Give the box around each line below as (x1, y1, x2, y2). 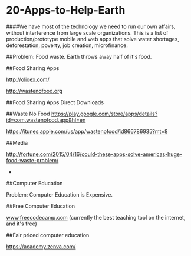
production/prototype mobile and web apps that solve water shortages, (6, 35, 180, 42)
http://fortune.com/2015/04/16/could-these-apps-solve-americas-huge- (6, 151, 183, 158)
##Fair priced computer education (6, 231, 90, 238)
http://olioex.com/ (6, 76, 50, 83)
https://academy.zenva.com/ (6, 242, 76, 250)
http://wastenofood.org (6, 87, 63, 94)
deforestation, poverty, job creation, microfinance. (6, 42, 128, 49)
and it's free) (6, 220, 37, 227)
